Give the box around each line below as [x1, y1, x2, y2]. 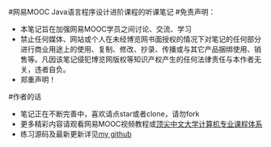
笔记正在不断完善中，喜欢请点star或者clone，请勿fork [19, 109, 200, 119]
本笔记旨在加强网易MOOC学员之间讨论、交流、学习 [19, 24, 193, 34]
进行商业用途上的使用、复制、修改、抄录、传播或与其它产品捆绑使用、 [19, 44, 255, 54]
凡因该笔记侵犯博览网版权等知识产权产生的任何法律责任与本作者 [41, 55, 255, 64]
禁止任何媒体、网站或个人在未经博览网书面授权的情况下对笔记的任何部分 [19, 35, 261, 44]
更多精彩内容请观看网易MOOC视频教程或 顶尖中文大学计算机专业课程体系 [19, 120, 263, 128]
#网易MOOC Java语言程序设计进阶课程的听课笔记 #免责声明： [8, 7, 216, 16]
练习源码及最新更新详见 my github [19, 129, 132, 139]
